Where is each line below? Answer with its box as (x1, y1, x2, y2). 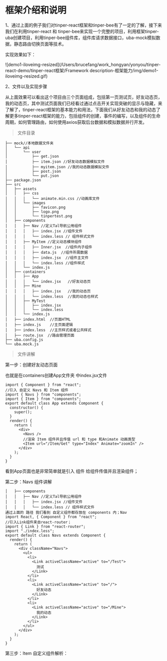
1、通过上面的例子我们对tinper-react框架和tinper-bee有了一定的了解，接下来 (5, 22, 162, 28)
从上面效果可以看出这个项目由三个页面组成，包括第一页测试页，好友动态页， (5, 94, 163, 100)
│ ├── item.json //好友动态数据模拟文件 (5, 159, 105, 164)
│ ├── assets (5, 186, 37, 191)
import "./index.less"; (5, 528, 55, 533)
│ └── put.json (5, 173, 59, 178)
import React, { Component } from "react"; (5, 514, 97, 519)
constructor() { (9, 405, 43, 410)
